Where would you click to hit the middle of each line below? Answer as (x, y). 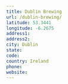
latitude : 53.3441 (29, 22)
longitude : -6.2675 (30, 28)
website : (17, 72)
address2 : (18, 39)
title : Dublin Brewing (34, 12)
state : (14, 50)
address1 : (18, 34)
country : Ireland (27, 61)
